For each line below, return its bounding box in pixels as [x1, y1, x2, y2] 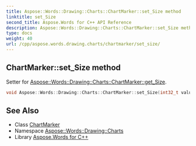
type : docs [6, 30, 33, 36]
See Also [6, 106, 39, 116]
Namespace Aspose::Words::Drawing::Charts [14, 127, 124, 134]
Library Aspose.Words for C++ [14, 134, 89, 141]
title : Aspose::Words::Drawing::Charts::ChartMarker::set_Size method [6, 8, 181, 15]
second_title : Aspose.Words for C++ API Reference [6, 19, 132, 25]
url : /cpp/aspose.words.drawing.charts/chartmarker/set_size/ [6, 41, 160, 47]
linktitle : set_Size [6, 14, 57, 20]
